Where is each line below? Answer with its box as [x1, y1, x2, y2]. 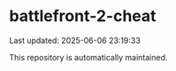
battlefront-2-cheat [9, 6, 157, 26]
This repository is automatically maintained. [9, 52, 168, 62]
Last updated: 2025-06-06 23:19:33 [9, 35, 142, 46]
